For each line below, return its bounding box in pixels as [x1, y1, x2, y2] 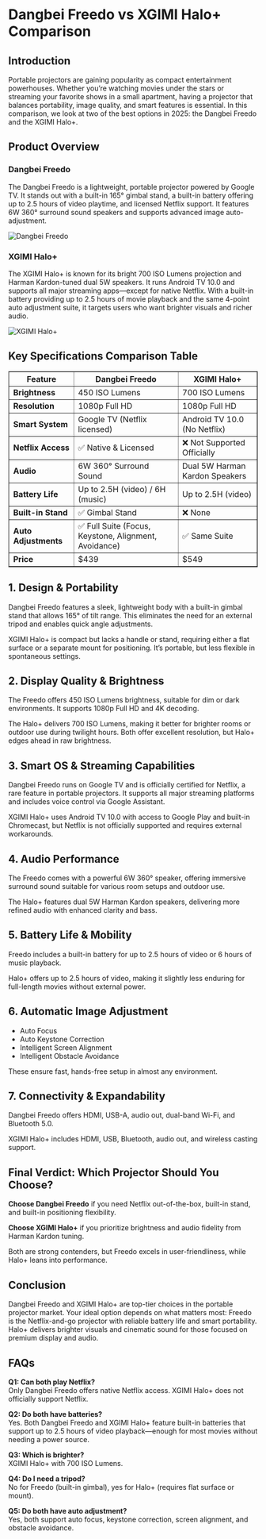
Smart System [13, 418, 69, 429]
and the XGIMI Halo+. [8, 117, 78, 126]
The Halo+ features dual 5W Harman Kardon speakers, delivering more [8, 897, 240, 906]
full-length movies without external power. [8, 982, 146, 991]
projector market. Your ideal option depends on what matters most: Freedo [8, 1308, 252, 1318]
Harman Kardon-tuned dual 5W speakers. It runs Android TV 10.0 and [8, 277, 235, 287]
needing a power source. [8, 1434, 89, 1444]
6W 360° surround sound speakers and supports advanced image [8, 207, 225, 217]
